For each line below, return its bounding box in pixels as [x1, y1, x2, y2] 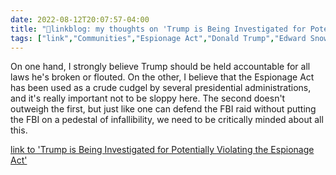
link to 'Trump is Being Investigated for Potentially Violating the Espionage [10, 144, 315, 156]
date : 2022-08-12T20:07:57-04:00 [10, 14, 150, 25]
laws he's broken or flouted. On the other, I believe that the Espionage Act [10, 71, 315, 83]
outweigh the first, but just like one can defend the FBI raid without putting [10, 103, 317, 115]
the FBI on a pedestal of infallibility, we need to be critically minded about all [10, 114, 324, 126]
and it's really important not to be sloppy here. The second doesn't [10, 92, 286, 105]
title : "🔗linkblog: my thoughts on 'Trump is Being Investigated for [10, 24, 307, 34]
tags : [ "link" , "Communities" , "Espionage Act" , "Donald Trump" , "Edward [10, 33, 307, 43]
